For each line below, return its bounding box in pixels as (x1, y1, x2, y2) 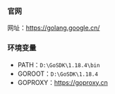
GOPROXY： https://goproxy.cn (17, 78, 108, 86)
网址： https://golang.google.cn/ (7, 23, 100, 33)
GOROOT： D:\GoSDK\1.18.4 (17, 69, 99, 78)
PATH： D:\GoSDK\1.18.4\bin (17, 60, 100, 69)
